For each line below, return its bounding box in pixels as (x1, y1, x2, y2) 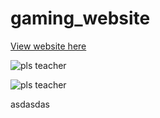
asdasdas (10, 98, 50, 110)
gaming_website (10, 7, 151, 30)
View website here (10, 40, 87, 52)
